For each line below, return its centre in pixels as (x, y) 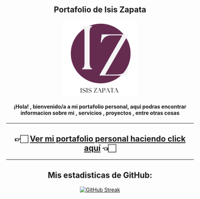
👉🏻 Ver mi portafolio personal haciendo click (100, 139)
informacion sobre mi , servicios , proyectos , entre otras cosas (100, 113)
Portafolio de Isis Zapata (100, 10)
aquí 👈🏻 (100, 148)
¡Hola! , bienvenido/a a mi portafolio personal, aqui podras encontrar (100, 107)
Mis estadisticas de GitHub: (100, 176)
